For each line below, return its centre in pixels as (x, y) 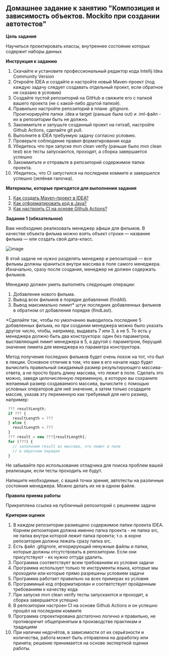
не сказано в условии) (37, 92)
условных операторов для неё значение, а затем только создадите (78, 389)
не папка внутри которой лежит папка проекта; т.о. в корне (77, 536)
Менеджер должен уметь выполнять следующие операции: (70, 284)
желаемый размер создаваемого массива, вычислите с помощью (77, 383)
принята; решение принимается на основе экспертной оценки (80, 643)
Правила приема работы (33, 496)
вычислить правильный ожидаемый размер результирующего (73, 367)
